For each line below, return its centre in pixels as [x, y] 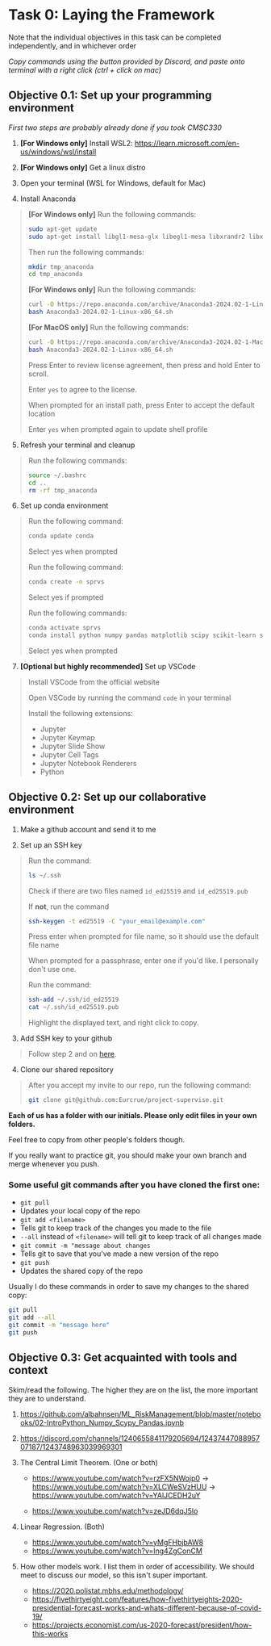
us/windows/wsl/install [58, 152]
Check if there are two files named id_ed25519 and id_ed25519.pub [138, 890]
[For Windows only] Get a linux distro [83, 167]
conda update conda [61, 536]
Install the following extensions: [80, 713]
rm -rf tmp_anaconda [63, 490]
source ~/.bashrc [57, 475]
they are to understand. [47, 1398]
